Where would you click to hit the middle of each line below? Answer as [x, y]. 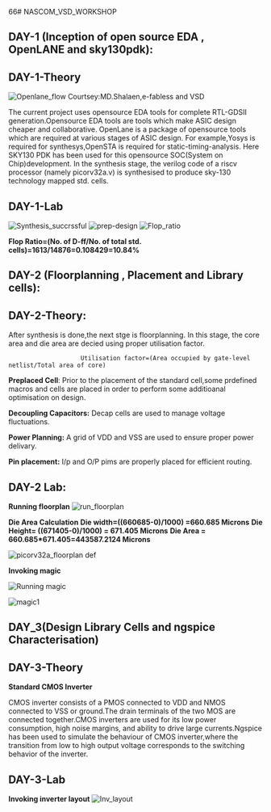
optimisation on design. [47, 398]
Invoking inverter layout [49, 799]
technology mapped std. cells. [58, 181]
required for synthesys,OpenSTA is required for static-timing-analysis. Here [134, 147]
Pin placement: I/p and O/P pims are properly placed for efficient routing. [130, 462]
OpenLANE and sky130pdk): [81, 50]
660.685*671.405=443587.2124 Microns [79, 540]
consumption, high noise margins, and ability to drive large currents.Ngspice [135, 728]
